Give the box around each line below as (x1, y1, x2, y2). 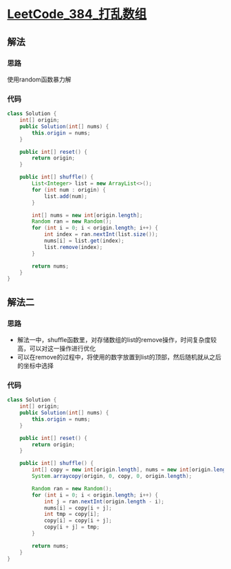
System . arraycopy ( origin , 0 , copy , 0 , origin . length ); (32, 473, 192, 480)
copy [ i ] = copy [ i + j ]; (43, 517, 112, 524)
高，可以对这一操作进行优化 (16, 344, 96, 352)
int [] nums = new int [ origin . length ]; (32, 212, 143, 219)
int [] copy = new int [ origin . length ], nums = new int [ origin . (32, 466, 214, 473)
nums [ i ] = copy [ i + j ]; (43, 504, 112, 511)
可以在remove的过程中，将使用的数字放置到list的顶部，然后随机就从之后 (16, 352, 221, 361)
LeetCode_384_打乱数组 (7, 6, 147, 22)
